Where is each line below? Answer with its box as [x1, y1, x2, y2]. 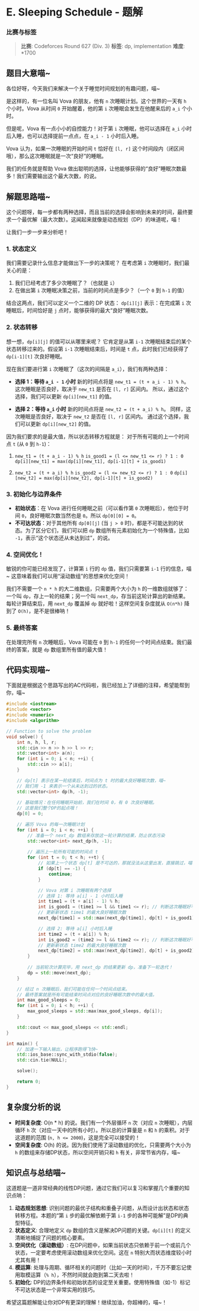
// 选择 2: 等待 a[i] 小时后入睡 [37, 926, 113, 932]
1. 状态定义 [6, 245, 37, 253]
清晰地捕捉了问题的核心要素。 [14, 1234, 88, 1242]
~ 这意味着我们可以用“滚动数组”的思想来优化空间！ [6, 572, 130, 579]
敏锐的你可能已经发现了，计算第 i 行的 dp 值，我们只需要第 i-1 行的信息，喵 [6, 565, 192, 572]
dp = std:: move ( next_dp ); [27, 970, 92, 976]
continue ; [48, 871, 73, 877]
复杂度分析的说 [6, 1102, 61, 1112]
